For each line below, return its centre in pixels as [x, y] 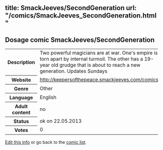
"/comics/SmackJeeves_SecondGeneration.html [81, 16]
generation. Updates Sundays [73, 71]
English [48, 97]
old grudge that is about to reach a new [96, 65]
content [21, 112]
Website [21, 80]
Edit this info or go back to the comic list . [46, 142]
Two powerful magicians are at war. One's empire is [99, 53]
